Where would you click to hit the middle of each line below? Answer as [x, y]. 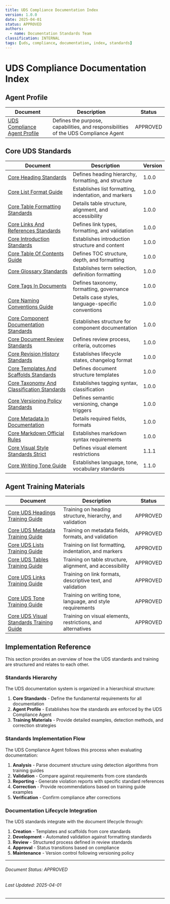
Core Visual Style [28, 447]
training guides [28, 770]
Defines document [95, 368]
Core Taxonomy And [32, 383]
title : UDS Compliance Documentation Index [52, 10]
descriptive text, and [88, 580]
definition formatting [97, 274]
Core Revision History [34, 353]
